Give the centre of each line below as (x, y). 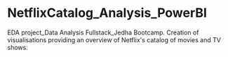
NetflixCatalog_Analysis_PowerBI (107, 13)
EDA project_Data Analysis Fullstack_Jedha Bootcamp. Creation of (103, 32)
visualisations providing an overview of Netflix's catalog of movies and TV (114, 39)
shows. (18, 47)
